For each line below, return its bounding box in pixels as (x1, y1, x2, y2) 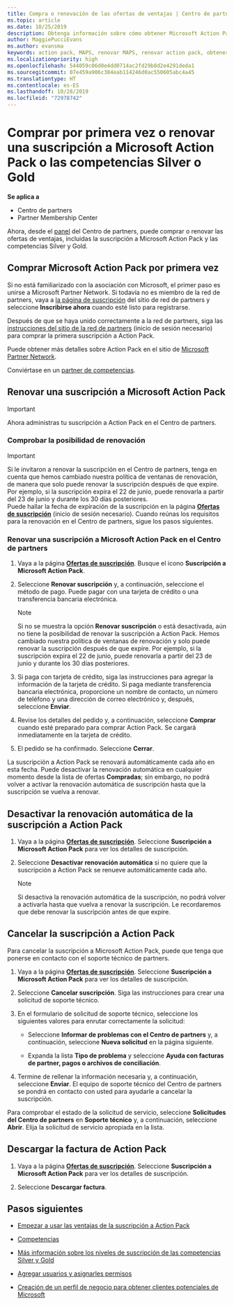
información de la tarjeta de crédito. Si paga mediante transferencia (17, 680, 212, 688)
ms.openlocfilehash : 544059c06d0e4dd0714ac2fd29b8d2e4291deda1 (7, 62, 195, 69)
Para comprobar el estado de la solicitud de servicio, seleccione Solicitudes (7, 1108, 226, 1116)
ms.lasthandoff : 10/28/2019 (7, 88, 89, 95)
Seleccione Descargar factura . (17, 1183, 107, 1191)
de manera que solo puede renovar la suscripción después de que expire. (7, 480, 219, 488)
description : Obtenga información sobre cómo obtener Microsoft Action (7, 29, 219, 37)
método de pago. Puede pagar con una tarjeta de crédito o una (17, 588, 198, 596)
